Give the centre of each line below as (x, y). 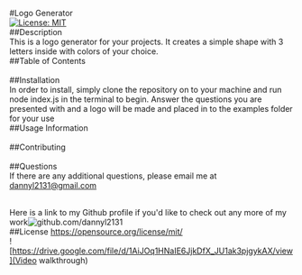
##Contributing (37, 147)
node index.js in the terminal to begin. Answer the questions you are (136, 99)
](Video (23, 260)
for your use (32, 118)
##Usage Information (49, 128)
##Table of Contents (47, 61)
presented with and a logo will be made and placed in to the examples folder (151, 109)
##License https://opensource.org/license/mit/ (96, 232)
